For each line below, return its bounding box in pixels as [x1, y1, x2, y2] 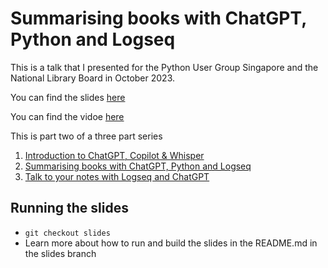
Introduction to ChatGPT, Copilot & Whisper [24, 149, 205, 161]
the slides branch [24, 247, 97, 259]
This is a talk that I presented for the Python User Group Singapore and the [10, 61, 319, 73]
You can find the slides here [10, 91, 126, 103]
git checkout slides [24, 228, 111, 238]
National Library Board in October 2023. [10, 72, 175, 84]
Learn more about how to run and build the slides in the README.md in [24, 237, 318, 249]
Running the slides [10, 200, 129, 217]
